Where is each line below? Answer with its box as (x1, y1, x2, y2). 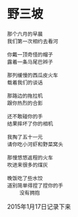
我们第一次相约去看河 (7, 38, 58, 45)
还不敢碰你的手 (7, 113, 43, 120)
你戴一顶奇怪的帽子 (7, 51, 53, 58)
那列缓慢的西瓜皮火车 (7, 71, 58, 79)
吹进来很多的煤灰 (7, 161, 49, 168)
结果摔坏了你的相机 (7, 120, 53, 127)
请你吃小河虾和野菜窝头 (7, 141, 64, 148)
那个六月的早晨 (7, 30, 43, 38)
